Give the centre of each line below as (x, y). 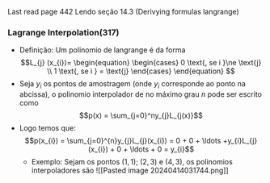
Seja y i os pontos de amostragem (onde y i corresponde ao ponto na (132, 85)
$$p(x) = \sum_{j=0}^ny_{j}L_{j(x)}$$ (141, 115)
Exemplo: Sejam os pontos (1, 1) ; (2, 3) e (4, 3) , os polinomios (132, 162)
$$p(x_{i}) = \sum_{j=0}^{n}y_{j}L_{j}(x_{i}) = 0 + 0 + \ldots (123, 141)
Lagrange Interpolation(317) (63, 32)
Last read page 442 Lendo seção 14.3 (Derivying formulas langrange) (123, 12)
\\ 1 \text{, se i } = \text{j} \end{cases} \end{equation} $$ (141, 71)
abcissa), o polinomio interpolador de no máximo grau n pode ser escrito (140, 94)
